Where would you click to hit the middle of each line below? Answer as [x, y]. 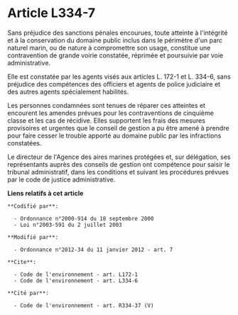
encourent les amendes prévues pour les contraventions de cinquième [111, 113]
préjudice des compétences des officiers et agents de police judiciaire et [114, 84]
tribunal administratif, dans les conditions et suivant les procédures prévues [118, 172]
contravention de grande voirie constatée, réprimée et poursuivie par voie [115, 55]
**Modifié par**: [33, 237]
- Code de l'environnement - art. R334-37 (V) [84, 305]
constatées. [25, 143]
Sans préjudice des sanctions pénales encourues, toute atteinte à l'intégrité [118, 33]
